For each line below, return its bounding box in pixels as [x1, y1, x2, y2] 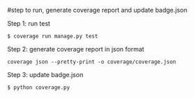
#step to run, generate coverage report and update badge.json [7, 6, 188, 14]
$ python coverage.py [7, 84, 70, 91]
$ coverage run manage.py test [7, 33, 98, 40]
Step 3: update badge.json [7, 71, 84, 79]
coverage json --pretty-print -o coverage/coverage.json [7, 58, 177, 65]
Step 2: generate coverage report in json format [7, 45, 144, 53]
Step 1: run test [7, 19, 51, 27]
